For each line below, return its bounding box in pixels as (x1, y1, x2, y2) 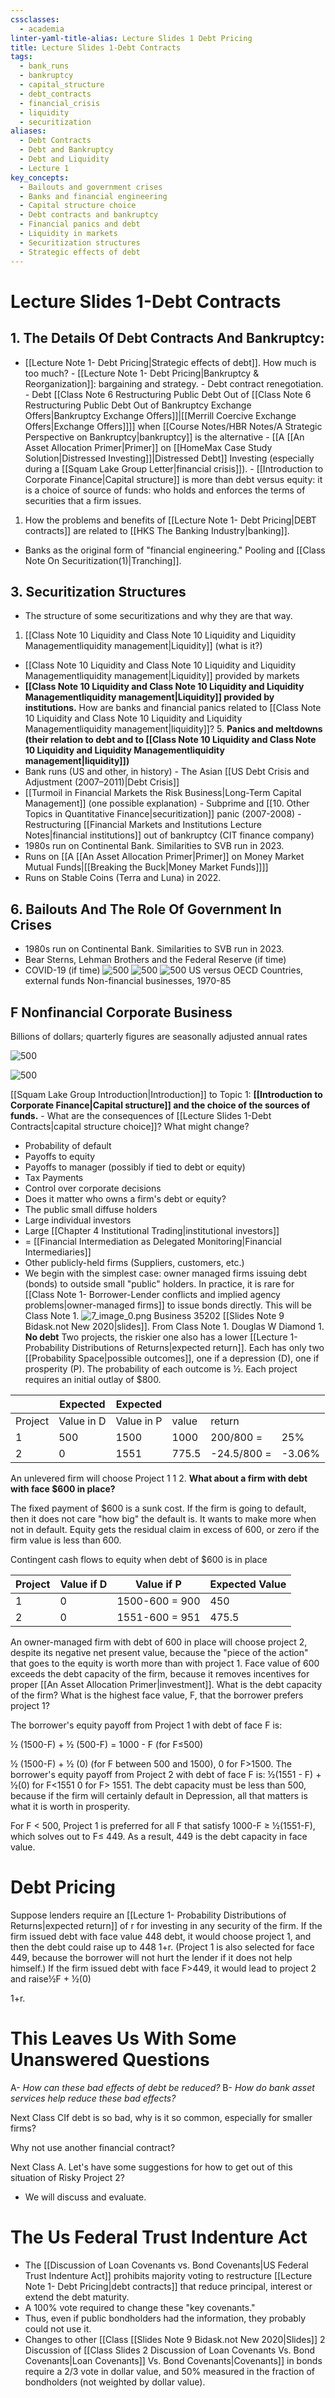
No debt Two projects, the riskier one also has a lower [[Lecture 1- (24, 1331, 298, 1343)
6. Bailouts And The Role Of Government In (10, 901, 282, 918)
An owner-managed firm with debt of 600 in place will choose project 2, (10, 1636, 308, 1648)
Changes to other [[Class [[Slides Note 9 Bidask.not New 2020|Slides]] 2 (24, 2333, 326, 2345)
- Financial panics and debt (19, 219, 141, 230)
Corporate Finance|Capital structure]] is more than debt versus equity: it (24, 473, 323, 485)
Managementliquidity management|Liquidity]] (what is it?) (24, 640, 263, 652)
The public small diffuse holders (24, 1203, 158, 1215)
